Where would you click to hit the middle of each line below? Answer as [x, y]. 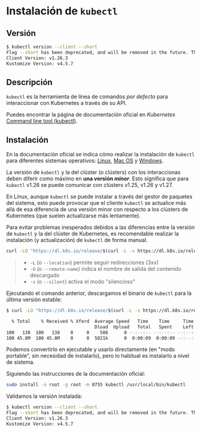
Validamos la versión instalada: [44, 396]
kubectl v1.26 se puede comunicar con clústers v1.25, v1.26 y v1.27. [90, 185]
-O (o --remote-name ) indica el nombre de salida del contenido [105, 269]
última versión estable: [34, 300]
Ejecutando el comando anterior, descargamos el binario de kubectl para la [99, 293]
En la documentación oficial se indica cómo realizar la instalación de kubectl [100, 155]
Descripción [29, 82]
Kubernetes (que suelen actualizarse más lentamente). [74, 216]
